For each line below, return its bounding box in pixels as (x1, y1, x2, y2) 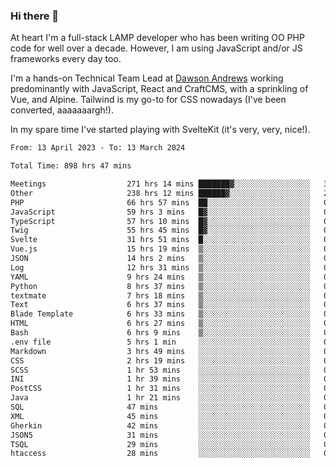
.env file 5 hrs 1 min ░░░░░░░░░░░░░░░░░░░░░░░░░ (10, 337, 311, 347)
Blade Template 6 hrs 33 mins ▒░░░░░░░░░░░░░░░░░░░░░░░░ (10, 309, 311, 319)
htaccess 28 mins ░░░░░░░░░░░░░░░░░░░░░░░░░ (10, 449, 311, 459)
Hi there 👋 (10, 9, 60, 23)
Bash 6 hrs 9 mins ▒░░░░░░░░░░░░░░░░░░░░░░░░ (10, 328, 311, 338)
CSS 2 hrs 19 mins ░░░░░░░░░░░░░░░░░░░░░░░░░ (10, 355, 311, 366)
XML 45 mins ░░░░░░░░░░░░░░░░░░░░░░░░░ (10, 411, 311, 421)
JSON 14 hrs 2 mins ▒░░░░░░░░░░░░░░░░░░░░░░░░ (10, 254, 311, 264)
